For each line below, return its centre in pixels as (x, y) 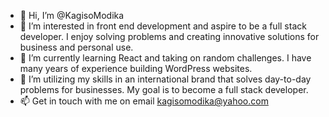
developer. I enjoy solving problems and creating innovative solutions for (169, 36)
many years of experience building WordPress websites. (136, 68)
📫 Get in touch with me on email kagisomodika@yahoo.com (144, 101)
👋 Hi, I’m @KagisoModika (72, 15)
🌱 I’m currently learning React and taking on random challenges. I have (165, 58)
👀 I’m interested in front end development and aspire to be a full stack (163, 26)
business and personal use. (76, 47)
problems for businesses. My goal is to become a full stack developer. (164, 89)
